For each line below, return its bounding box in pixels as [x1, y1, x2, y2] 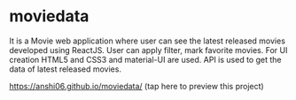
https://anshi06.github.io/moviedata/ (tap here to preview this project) [9, 81, 264, 91]
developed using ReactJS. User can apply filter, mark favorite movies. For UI [9, 44, 288, 55]
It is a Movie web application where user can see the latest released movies [9, 35, 286, 46]
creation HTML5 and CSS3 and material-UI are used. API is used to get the [9, 54, 282, 65]
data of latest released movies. [9, 64, 122, 74]
